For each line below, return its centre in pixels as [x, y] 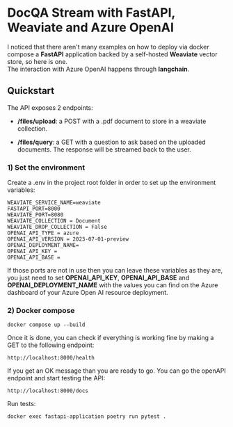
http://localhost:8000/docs [48, 391]
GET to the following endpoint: [51, 345]
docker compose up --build [46, 325]
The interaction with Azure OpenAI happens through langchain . [98, 69]
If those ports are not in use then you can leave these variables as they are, [115, 271]
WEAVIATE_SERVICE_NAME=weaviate [54, 203]
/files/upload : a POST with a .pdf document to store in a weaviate [112, 121]
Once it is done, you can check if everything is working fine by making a [111, 338]
